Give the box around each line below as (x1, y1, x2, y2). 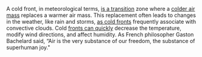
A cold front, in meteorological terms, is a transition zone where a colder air (6, 5, 195, 12)
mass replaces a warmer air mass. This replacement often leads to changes (6, 12, 197, 19)
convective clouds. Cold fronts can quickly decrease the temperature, (6, 24, 181, 32)
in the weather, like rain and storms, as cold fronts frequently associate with (6, 18, 197, 25)
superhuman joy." (6, 44, 50, 51)
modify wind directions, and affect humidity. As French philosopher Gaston (6, 31, 194, 38)
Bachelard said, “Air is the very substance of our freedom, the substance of (6, 38, 196, 44)
